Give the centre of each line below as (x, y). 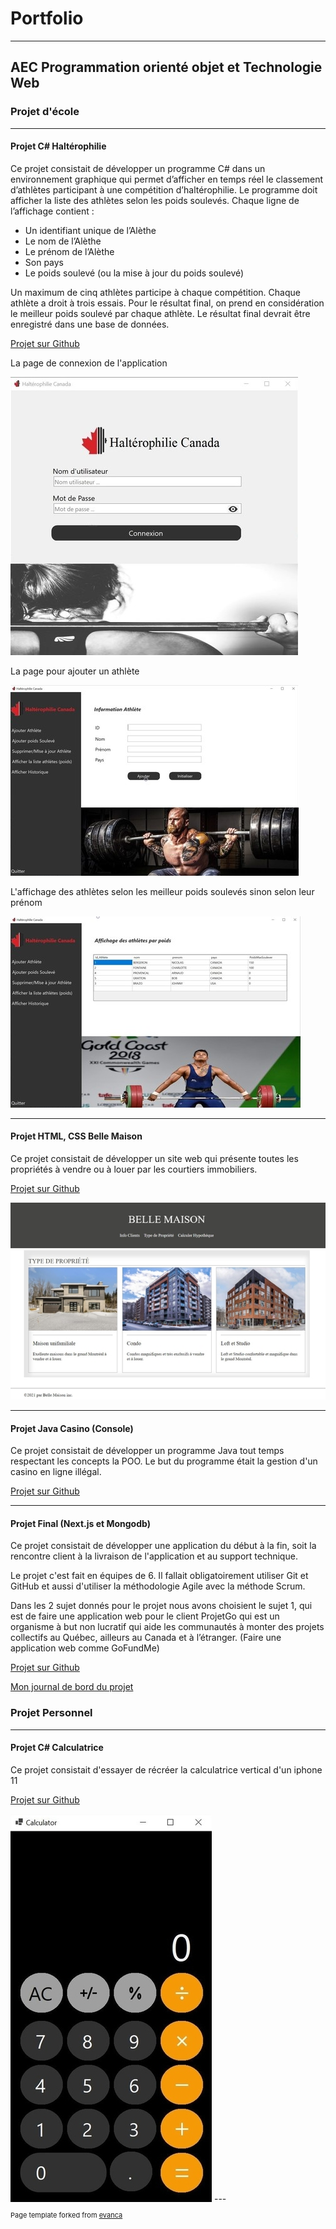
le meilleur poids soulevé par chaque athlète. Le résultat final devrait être (160, 313)
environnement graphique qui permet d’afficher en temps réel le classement (167, 179)
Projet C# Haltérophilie (58, 146)
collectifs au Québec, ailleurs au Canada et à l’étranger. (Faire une (146, 1638)
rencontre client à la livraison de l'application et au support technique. (154, 1556)
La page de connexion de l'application (89, 363)
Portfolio (47, 18)
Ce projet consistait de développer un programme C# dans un (138, 168)
